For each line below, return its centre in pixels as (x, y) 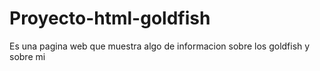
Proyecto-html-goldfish (110, 18)
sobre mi (27, 56)
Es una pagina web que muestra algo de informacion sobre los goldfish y (160, 46)
